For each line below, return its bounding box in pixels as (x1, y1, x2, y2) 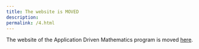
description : (6, 14, 39, 20)
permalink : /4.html (6, 20, 55, 26)
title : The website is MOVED (6, 8, 79, 15)
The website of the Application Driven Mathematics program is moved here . (6, 36, 194, 44)
